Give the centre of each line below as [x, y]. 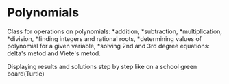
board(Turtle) [26, 74]
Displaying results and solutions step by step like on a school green [102, 66]
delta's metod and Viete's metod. [54, 53]
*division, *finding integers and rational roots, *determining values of [105, 38]
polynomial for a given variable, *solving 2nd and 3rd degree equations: [109, 46]
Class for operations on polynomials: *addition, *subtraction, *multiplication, [115, 31]
